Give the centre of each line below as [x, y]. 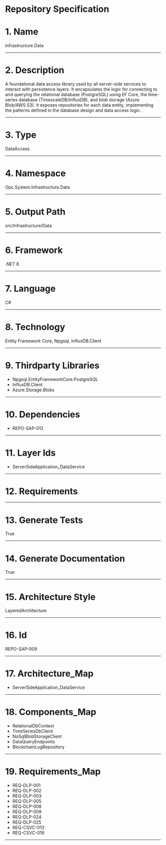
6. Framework [34, 250]
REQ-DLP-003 [27, 796]
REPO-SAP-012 [28, 428]
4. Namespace [35, 173]
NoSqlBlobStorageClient [37, 736]
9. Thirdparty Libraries [52, 365]
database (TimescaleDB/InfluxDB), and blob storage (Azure [79, 100]
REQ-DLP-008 [27, 806]
